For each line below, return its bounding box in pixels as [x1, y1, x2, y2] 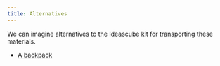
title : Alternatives [7, 10, 68, 18]
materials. [7, 37, 37, 46]
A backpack [17, 51, 53, 59]
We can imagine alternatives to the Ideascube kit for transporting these [7, 29, 213, 38]
